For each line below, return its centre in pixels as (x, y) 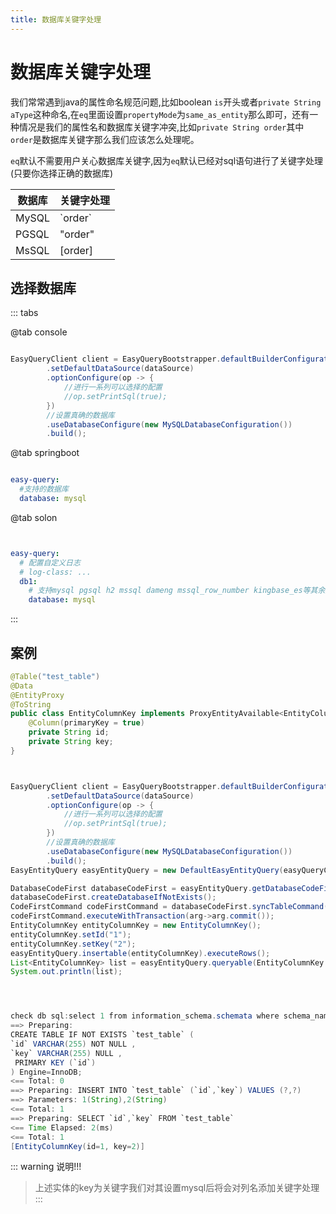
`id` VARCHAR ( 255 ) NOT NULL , (73, 1044)
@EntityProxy (37, 695)
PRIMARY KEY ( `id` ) (55, 1062)
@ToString (31, 704)
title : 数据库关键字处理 (56, 19)
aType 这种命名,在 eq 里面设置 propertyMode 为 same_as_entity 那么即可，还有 (160, 114)
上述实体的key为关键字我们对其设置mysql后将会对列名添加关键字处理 (177, 1188)
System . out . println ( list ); (66, 972)
